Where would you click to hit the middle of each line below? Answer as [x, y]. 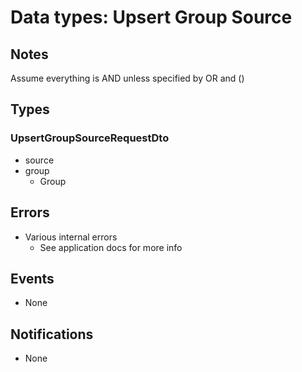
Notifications [52, 334]
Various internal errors [71, 237]
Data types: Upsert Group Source [151, 17]
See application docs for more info [111, 247]
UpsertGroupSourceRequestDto [90, 138]
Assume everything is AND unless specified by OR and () [127, 78]
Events [32, 278]
